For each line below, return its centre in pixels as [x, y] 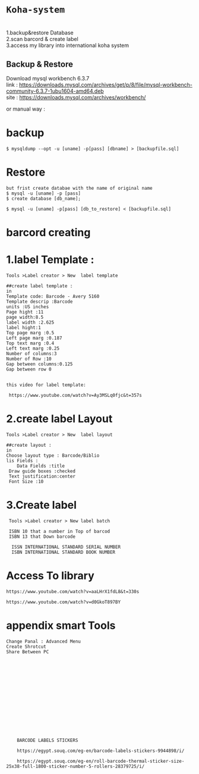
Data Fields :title [41, 466]
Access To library [50, 576]
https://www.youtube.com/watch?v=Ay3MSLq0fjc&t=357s [75, 396]
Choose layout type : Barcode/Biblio [53, 456]
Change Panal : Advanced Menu [44, 641]
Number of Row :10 [29, 359]
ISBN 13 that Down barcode [42, 537]
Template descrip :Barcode [40, 302]
